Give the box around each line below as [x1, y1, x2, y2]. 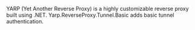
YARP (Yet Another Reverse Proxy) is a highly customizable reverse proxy [6, 5, 189, 12]
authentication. [6, 18, 44, 25]
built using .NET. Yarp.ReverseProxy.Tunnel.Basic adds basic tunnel [6, 11, 174, 19]
